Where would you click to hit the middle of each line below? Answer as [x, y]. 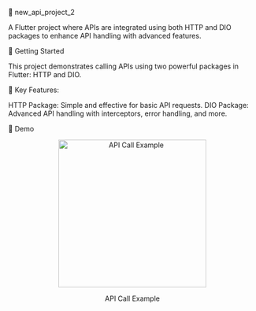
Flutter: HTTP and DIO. [45, 74]
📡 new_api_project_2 [41, 12]
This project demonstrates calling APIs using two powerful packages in [123, 66]
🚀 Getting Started [36, 51]
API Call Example [132, 298]
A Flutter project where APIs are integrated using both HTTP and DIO [120, 27]
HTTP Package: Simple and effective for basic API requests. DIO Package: [129, 105]
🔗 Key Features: [34, 90]
